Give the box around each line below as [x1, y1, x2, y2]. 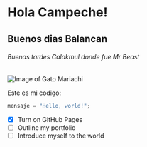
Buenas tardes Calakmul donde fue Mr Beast [7, 53, 140, 61]
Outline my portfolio [17, 123, 76, 132]
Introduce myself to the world [17, 131, 104, 140]
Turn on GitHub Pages [17, 115, 83, 123]
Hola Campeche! [7, 4, 108, 21]
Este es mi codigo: [7, 88, 62, 97]
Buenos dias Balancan [7, 33, 108, 45]
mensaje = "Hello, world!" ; [7, 102, 91, 109]
